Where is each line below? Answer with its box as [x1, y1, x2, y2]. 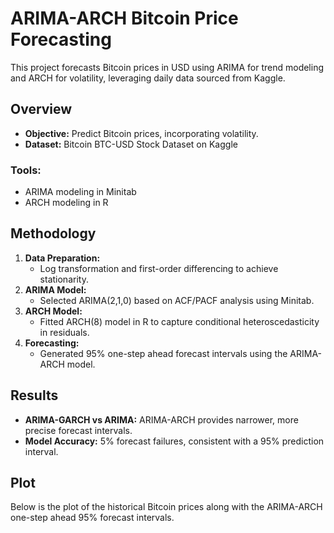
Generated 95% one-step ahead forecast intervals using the [39, 347, 288, 359]
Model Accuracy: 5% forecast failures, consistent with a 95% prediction [24, 435, 325, 447]
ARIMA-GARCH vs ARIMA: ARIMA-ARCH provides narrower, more [24, 413, 299, 426]
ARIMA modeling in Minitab [24, 186, 137, 198]
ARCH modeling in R [24, 197, 109, 209]
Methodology [10, 225, 97, 242]
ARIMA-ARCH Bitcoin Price [10, 7, 239, 30]
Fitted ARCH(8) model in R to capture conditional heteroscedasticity [39, 315, 320, 327]
